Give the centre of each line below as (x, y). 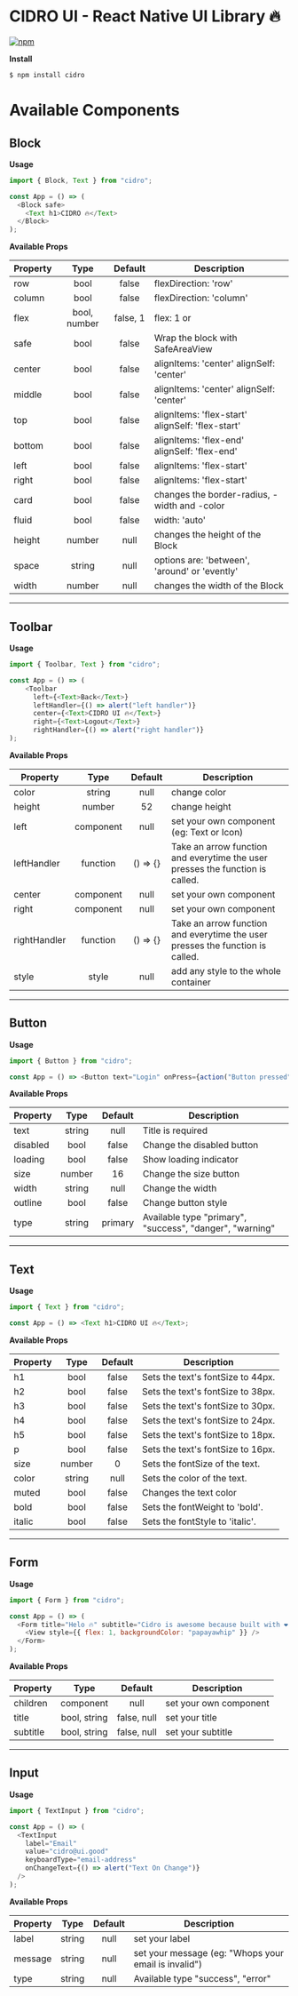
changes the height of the (208, 535)
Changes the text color (189, 1493)
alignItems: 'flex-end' (199, 440)
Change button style (185, 1203)
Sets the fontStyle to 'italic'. (199, 1521)
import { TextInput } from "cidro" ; (77, 1810)
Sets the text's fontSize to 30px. (208, 1406)
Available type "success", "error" (202, 1978)
